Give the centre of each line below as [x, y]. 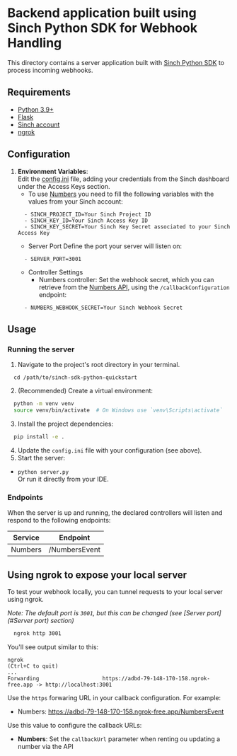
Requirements [39, 92]
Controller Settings [56, 272]
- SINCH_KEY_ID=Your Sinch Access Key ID [86, 221]
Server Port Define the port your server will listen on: [105, 246]
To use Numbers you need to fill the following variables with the [121, 194]
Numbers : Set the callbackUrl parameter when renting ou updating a [119, 739]
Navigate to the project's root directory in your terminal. [99, 365]
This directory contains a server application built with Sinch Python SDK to [116, 62]
